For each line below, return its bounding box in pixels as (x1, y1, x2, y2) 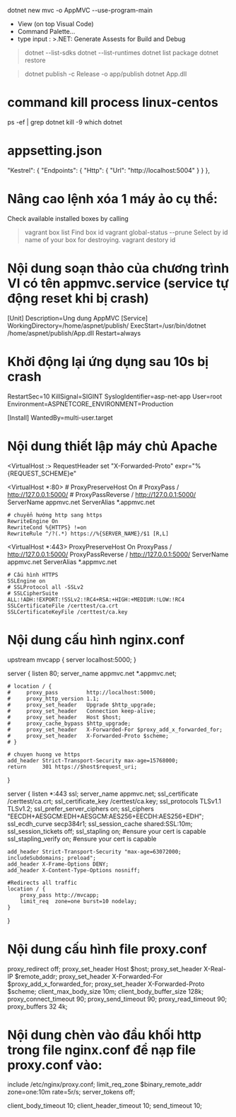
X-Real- (203, 964, 226, 973)
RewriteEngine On (7, 517, 59, 525)
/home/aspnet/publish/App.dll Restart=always (7, 328, 141, 337)
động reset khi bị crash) (7, 290, 150, 307)
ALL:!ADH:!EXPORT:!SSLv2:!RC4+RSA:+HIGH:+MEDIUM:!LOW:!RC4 (7, 596, 185, 603)
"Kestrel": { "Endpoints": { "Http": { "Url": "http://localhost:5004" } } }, (7, 166, 211, 174)
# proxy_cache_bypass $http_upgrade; (7, 720, 131, 727)
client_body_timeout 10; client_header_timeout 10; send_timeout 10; (7, 1101, 203, 1110)
